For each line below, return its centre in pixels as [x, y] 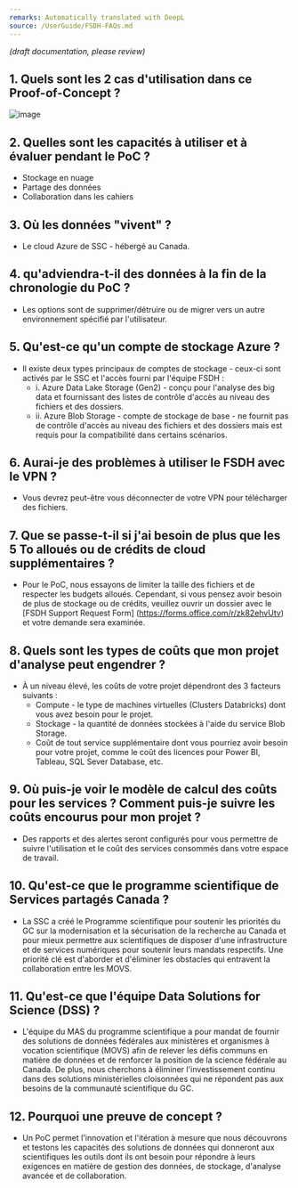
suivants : [40, 695]
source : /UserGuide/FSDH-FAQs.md [71, 26]
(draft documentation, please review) [77, 51]
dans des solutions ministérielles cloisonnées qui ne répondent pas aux [153, 1079]
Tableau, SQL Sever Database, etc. [99, 761]
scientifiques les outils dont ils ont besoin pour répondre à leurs [139, 1157]
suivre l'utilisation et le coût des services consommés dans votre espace [155, 848]
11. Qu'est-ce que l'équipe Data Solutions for [135, 997]
